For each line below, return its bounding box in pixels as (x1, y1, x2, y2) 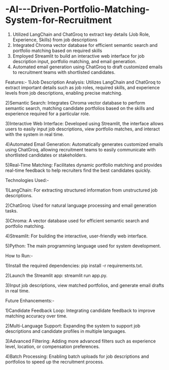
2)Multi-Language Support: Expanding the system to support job (5, 323, 141, 329)
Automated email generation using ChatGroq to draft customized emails (12, 64, 163, 70)
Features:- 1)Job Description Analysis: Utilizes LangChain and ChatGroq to (5, 79, 161, 85)
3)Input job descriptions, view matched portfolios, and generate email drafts (5, 282, 164, 288)
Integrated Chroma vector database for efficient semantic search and (12, 42, 158, 48)
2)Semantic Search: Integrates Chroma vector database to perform (5, 99, 146, 105)
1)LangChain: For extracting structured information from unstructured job (5, 187, 158, 193)
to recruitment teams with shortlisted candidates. (12, 69, 116, 75)
